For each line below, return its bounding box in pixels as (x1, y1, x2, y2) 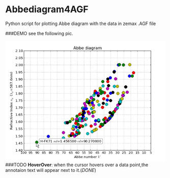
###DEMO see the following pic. (5, 30, 73, 36)
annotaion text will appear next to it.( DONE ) (5, 167, 97, 173)
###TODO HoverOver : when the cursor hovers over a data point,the (5, 162, 149, 168)
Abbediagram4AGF (5, 4, 89, 15)
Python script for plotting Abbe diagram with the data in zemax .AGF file (5, 20, 156, 27)
